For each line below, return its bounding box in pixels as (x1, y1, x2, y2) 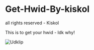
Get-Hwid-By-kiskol (5, 3, 90, 15)
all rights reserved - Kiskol (5, 20, 59, 26)
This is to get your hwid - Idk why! (5, 29, 75, 35)
